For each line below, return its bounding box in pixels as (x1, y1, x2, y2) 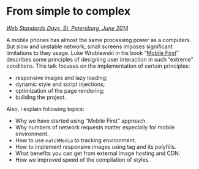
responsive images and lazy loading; (15, 74, 108, 81)
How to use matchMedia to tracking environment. (15, 136, 137, 144)
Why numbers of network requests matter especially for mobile (15, 123, 175, 131)
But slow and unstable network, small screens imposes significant (6, 43, 173, 50)
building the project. (15, 93, 66, 101)
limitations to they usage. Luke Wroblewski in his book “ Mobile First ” (6, 49, 179, 56)
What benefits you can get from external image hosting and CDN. (15, 149, 181, 157)
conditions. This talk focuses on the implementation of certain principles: (6, 62, 190, 70)
